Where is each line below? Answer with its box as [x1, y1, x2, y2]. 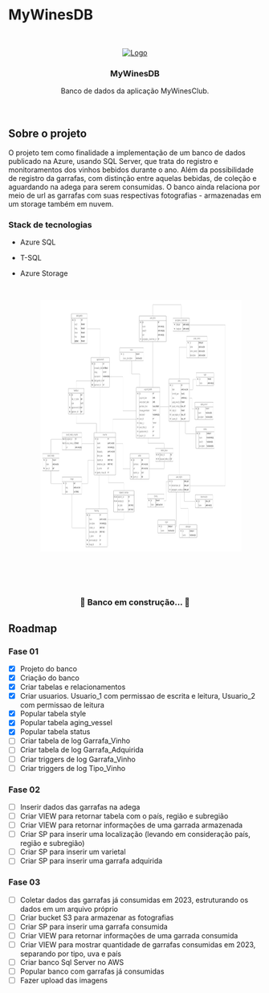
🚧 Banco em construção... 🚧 [79, 597, 190, 608]
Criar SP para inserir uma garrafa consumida [19, 921, 169, 931]
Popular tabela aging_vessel [19, 718, 112, 728]
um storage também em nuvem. [8, 199, 114, 209]
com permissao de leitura [19, 700, 104, 710]
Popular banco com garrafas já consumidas [19, 966, 165, 976]
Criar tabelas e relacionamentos [19, 682, 126, 692]
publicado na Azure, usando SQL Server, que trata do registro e [8, 157, 218, 166]
